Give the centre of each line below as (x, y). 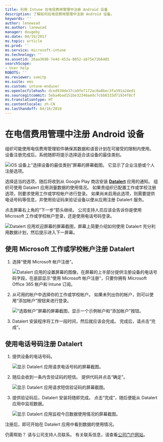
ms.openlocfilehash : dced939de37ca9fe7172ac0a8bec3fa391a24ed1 (70, 91)
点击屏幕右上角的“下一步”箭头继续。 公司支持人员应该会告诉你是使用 (73, 210)
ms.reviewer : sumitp (26, 77)
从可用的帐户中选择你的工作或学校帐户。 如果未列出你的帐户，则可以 (81, 295)
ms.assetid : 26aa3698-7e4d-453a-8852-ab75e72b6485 (57, 59)
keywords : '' (18, 18)
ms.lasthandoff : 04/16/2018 (33, 109)
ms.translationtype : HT (29, 100)
